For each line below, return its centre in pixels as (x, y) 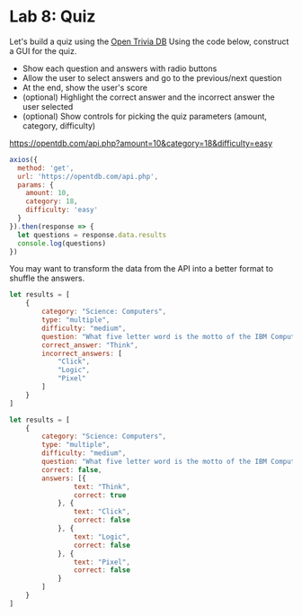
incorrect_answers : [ (82, 353)
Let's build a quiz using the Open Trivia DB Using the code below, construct (149, 41)
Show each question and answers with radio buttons (120, 68)
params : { (36, 185)
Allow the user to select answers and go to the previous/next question (152, 77)
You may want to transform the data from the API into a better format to (142, 269)
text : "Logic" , (102, 537)
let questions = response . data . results (92, 235)
